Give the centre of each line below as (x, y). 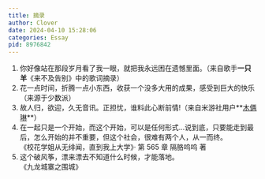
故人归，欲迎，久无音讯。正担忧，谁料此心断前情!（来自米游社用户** (131, 108)
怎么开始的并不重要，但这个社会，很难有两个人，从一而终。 (130, 137)
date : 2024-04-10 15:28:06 (52, 30)
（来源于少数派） (47, 98)
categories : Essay (38, 37)
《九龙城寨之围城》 (51, 167)
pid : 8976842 (30, 45)
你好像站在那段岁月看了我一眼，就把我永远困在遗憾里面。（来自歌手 (129, 69)
